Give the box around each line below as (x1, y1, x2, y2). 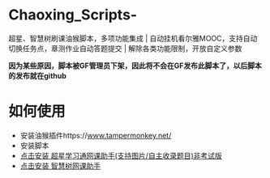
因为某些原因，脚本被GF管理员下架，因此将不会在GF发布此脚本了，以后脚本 (8, 61, 262, 70)
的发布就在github (8, 70, 67, 80)
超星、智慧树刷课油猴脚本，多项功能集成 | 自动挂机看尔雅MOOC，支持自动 (8, 33, 258, 43)
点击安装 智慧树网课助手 (19, 160, 101, 171)
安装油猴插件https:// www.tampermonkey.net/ (19, 130, 172, 140)
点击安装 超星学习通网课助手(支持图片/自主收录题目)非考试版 (19, 150, 222, 160)
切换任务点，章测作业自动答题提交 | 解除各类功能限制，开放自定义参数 (8, 43, 242, 53)
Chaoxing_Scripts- (8, 6, 138, 24)
